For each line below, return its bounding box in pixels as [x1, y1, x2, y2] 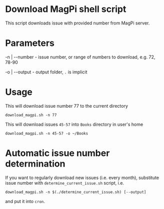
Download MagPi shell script [5, 3, 126, 15]
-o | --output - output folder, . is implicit [5, 69, 87, 75]
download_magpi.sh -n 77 [5, 112, 57, 118]
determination [5, 158, 65, 169]
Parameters [5, 37, 55, 49]
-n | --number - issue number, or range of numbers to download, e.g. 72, [5, 54, 155, 60]
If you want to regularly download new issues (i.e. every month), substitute [5, 175, 159, 181]
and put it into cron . [5, 198, 45, 204]
